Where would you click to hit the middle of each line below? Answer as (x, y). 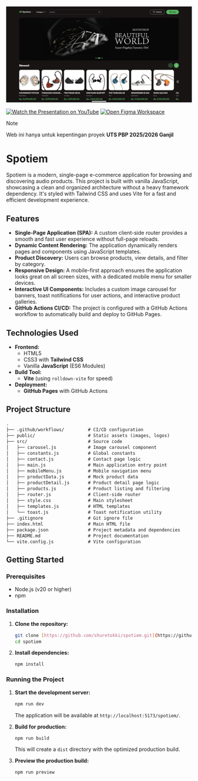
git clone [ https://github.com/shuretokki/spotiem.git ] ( (86, 635)
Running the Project (35, 680)
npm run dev (29, 704)
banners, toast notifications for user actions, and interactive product (98, 296)
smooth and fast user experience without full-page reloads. (87, 239)
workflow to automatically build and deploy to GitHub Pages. (88, 314)
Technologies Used (42, 333)
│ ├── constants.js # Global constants (71, 453)
